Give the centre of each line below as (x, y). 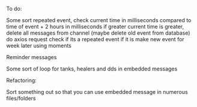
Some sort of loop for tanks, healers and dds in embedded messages (92, 69)
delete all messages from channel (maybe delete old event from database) (98, 33)
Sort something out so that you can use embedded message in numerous (97, 92)
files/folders (21, 98)
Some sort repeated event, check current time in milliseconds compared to (99, 20)
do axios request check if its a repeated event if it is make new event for (95, 39)
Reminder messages (32, 57)
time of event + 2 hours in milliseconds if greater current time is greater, (95, 27)
